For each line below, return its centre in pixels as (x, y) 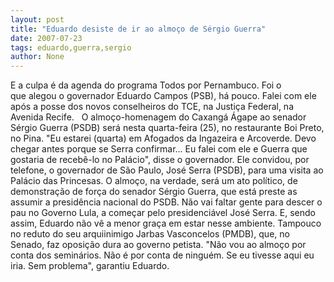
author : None (37, 57)
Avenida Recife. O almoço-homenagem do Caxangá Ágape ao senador (158, 117)
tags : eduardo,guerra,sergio (71, 47)
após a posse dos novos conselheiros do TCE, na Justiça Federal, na (152, 107)
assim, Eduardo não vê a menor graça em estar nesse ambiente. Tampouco (166, 223)
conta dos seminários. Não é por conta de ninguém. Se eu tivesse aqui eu (162, 255)
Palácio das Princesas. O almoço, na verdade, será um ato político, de (154, 181)
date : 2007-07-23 (46, 38)
